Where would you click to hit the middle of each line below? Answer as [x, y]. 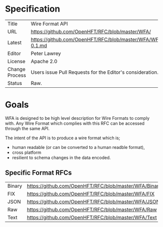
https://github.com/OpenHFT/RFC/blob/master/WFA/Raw [92, 210]
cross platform [26, 152]
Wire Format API [49, 24]
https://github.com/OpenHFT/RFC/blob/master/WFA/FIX [91, 194]
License [16, 61]
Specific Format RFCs [38, 173]
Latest [15, 42]
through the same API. [27, 128]
